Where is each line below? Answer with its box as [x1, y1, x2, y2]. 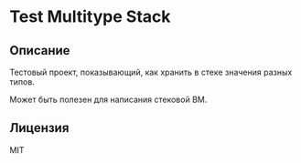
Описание [9, 43, 70, 58]
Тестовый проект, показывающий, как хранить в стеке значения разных [9, 66, 293, 77]
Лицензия [9, 120, 70, 136]
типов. [9, 76, 35, 87]
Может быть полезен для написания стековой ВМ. [9, 94, 208, 105]
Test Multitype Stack [9, 6, 171, 27]
